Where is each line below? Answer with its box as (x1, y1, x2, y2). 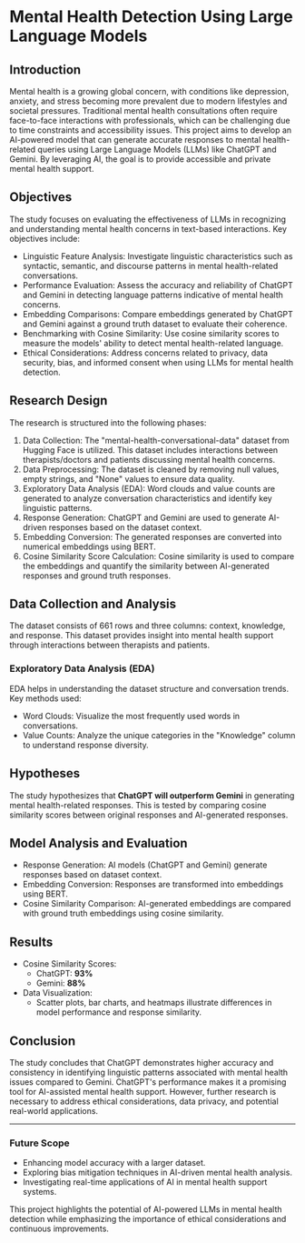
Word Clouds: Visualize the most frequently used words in (22, 710, 241, 721)
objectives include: (9, 233, 80, 244)
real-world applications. (9, 1105, 98, 1116)
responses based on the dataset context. (48, 521, 202, 533)
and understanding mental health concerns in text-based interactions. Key (9, 223, 288, 234)
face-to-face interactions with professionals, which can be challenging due (9, 115, 290, 125)
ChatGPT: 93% (35, 968, 93, 979)
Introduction (9, 62, 82, 77)
